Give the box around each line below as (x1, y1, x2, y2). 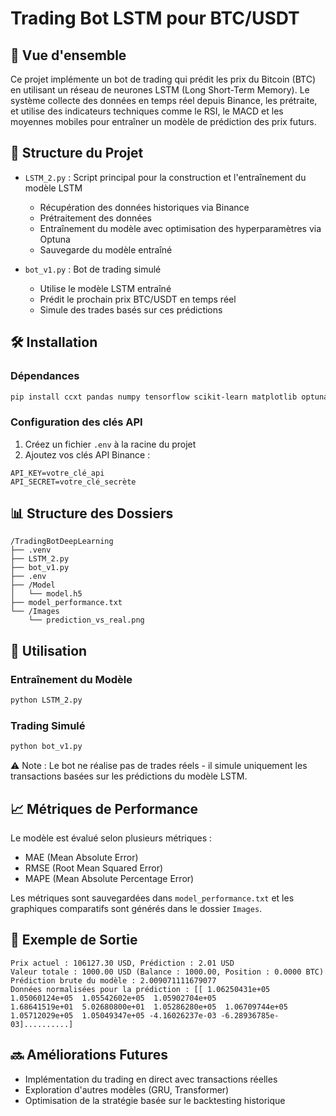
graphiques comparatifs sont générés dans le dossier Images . (10, 903, 263, 915)
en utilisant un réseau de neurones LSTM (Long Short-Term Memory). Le (10, 84, 310, 96)
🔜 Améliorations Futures (10, 1047, 168, 1064)
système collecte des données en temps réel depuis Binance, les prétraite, (10, 95, 318, 106)
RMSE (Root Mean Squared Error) (24, 862, 164, 874)
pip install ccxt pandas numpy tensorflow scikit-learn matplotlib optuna (10, 392, 329, 402)
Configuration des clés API (10, 415, 143, 429)
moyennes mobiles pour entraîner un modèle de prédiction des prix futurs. (10, 116, 317, 127)
